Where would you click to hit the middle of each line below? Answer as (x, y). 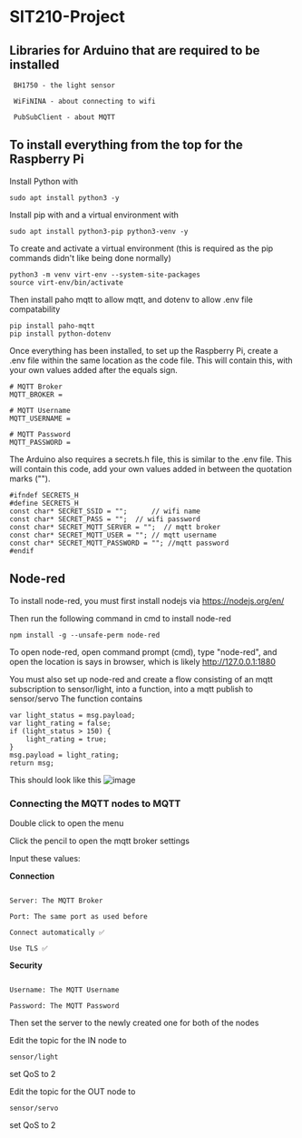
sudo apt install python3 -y (64, 197)
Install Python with (44, 181)
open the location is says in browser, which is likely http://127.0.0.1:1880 (143, 661)
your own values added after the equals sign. (94, 369)
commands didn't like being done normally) (91, 257)
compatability (35, 309)
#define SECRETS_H (44, 503)
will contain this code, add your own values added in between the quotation (151, 468)
